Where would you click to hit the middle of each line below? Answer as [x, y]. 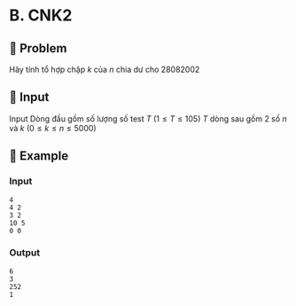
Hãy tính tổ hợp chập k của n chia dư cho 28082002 [105, 69]
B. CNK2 [41, 16]
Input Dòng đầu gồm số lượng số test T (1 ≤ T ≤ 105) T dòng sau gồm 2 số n [148, 118]
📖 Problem [38, 48]
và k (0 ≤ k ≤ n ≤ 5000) [53, 128]
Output [25, 253]
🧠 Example [39, 156]
